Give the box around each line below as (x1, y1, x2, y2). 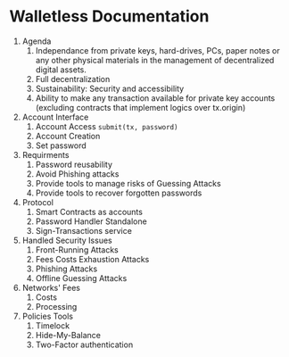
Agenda (21, 36, 52, 46)
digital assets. (35, 64, 87, 75)
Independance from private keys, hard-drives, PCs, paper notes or (35, 45, 281, 55)
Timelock (35, 320, 70, 331)
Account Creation (35, 130, 101, 141)
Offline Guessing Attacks (35, 272, 128, 283)
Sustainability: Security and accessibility (35, 83, 185, 94)
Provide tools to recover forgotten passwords (35, 187, 202, 198)
